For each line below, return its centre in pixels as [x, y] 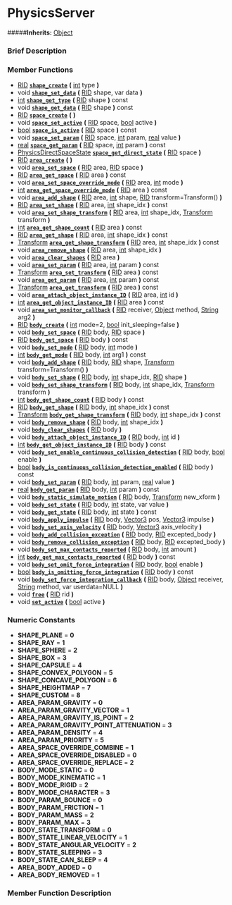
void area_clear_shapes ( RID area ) [69, 257]
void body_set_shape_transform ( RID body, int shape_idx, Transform [116, 385]
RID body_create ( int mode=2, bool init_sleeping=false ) [98, 325]
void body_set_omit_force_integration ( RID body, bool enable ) [110, 565]
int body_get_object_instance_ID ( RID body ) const [92, 445]
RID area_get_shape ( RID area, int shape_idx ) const [92, 235]
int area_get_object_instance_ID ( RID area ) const [91, 302]
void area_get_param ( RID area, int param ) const [88, 280]
